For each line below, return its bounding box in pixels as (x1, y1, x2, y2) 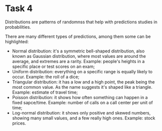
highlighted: (5, 38, 29, 44)
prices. (12, 120, 26, 126)
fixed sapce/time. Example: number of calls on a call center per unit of (12, 99, 153, 105)
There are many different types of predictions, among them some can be (5, 33, 151, 39)
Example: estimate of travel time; (12, 89, 78, 95)
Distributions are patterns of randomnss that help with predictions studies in (5, 19, 158, 25)
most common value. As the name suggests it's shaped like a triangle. (12, 84, 152, 90)
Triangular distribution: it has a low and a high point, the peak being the (12, 79, 155, 85)
